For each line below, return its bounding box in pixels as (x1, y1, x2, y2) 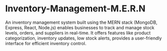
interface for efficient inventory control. (5, 40, 87, 46)
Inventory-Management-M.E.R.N (5, 3, 145, 14)
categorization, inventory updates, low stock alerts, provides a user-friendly (5, 35, 162, 41)
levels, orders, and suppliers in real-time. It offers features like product (5, 30, 151, 36)
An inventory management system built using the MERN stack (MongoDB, (5, 19, 158, 25)
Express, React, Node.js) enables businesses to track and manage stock (5, 24, 154, 30)
